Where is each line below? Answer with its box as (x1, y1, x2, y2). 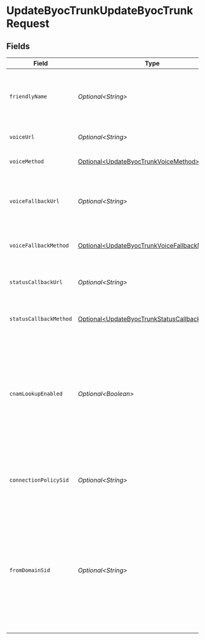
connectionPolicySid (9, 477, 69, 484)
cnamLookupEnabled (9, 391, 63, 397)
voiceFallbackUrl (9, 198, 60, 205)
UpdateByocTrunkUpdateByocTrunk (6, 4, 193, 18)
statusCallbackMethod (9, 315, 72, 322)
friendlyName (9, 93, 48, 100)
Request (6, 17, 50, 31)
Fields (6, 41, 31, 51)
